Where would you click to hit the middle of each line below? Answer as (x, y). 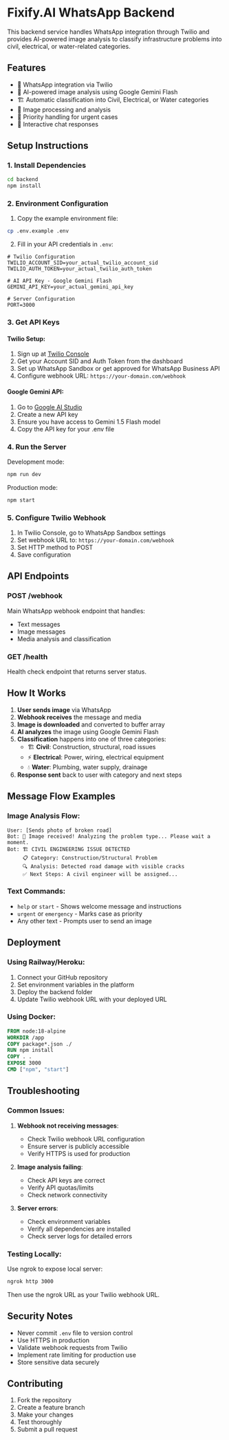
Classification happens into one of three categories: (91, 739)
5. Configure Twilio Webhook (57, 517)
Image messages (41, 632)
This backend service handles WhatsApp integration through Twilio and (108, 32)
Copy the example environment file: (67, 219)
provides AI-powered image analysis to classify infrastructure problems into (115, 39)
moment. (18, 842)
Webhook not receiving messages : (68, 1126)
